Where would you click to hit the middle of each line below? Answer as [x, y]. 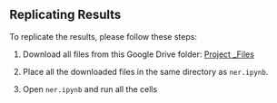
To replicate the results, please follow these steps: [104, 36]
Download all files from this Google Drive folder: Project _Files [138, 54]
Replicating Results [65, 15]
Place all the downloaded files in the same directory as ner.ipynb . [145, 71]
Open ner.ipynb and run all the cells [90, 89]
